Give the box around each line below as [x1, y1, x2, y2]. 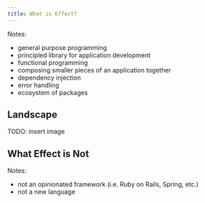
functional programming [17, 58, 88, 67]
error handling [17, 80, 59, 89]
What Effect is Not [7, 147, 90, 159]
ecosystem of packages [17, 88, 88, 97]
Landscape [7, 109, 58, 121]
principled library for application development [17, 51, 151, 59]
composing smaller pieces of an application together [17, 66, 172, 74]
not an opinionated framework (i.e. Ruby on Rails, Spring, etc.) [17, 180, 199, 189]
